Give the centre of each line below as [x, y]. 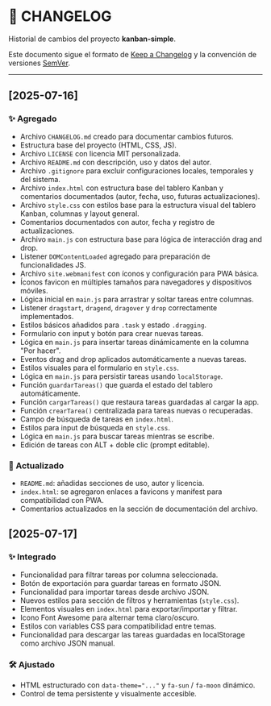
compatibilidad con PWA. [62, 500]
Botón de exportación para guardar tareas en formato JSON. [121, 583]
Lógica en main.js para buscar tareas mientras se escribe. [117, 436]
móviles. [34, 290]
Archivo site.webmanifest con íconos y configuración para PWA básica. [140, 273]
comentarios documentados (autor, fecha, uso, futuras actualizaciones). [140, 196]
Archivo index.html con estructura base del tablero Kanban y [122, 188]
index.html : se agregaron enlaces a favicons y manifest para [121, 492]
